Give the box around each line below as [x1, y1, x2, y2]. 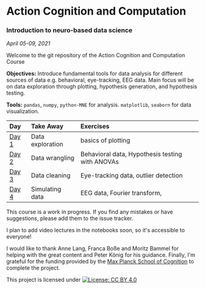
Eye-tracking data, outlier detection [80, 171, 183, 180]
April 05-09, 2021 [6, 40, 51, 47]
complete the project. [6, 264, 60, 272]
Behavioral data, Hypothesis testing [80, 150, 182, 159]
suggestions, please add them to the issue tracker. [6, 215, 134, 222]
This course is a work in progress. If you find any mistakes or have [6, 209, 173, 216]
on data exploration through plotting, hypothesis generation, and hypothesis [6, 83, 197, 90]
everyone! [6, 233, 32, 240]
